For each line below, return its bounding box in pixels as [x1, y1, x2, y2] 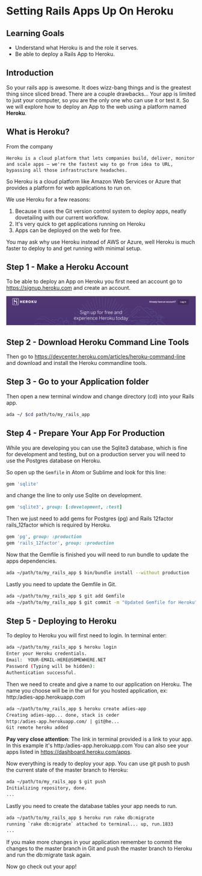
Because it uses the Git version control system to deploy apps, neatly [14, 207, 187, 215]
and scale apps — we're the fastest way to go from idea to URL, [6, 161, 173, 167]
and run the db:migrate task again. [6, 851, 91, 858]
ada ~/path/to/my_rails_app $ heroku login [6, 645, 117, 651]
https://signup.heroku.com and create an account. [6, 284, 131, 292]
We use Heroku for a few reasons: [6, 195, 91, 203]
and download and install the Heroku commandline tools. [6, 360, 147, 367]
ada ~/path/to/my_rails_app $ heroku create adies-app [6, 705, 147, 712]
